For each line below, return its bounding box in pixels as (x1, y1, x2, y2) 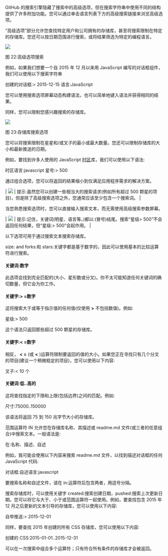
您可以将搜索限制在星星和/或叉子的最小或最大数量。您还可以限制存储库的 (5, 140, 156, 145)
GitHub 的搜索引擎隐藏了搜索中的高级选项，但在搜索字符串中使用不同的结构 (5, 5, 161, 10)
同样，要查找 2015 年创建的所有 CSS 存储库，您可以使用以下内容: (5, 524, 140, 530)
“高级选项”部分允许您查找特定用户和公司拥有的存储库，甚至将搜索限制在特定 (5, 28, 162, 34)
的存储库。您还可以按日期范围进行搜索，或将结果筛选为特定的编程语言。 (5, 34, 154, 40)
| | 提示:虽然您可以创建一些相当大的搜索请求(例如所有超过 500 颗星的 (5, 189, 153, 195)
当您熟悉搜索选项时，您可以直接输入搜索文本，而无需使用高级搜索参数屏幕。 (5, 206, 163, 212)
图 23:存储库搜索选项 (5, 129, 48, 135)
